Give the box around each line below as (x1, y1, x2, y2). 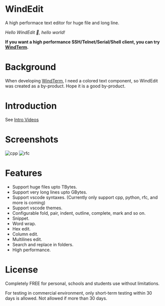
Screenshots (5, 134, 59, 145)
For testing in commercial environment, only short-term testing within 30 (5, 290, 152, 296)
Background (5, 62, 56, 73)
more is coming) (12, 199, 46, 205)
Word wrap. (12, 221, 36, 227)
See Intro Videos (5, 116, 39, 122)
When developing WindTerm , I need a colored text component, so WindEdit (5, 77, 158, 83)
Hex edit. (12, 226, 31, 231)
